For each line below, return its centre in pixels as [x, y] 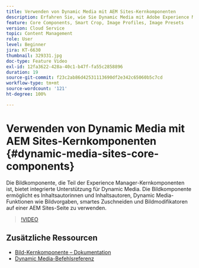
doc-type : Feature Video [37, 61]
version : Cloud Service [36, 28]
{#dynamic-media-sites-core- [83, 154]
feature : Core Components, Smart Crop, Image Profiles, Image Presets [95, 22]
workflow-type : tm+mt [33, 83]
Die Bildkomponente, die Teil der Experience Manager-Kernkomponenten [95, 183]
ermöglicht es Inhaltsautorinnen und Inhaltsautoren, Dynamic [81, 195]
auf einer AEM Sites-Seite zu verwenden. [56, 208]
